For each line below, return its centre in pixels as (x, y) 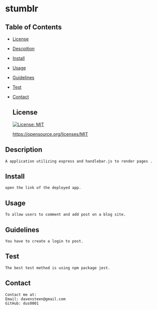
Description (24, 150)
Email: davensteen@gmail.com (35, 299)
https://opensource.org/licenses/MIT (50, 134)
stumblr (22, 9)
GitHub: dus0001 (22, 303)
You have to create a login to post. (44, 241)
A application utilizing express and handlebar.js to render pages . (79, 161)
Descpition (23, 49)
